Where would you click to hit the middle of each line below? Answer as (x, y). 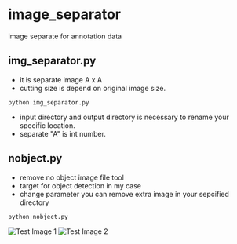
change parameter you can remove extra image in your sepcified (124, 194)
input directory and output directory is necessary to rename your (124, 117)
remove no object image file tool (71, 177)
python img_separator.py (49, 102)
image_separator (65, 15)
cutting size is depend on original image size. (93, 88)
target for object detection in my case (80, 185)
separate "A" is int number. (62, 133)
